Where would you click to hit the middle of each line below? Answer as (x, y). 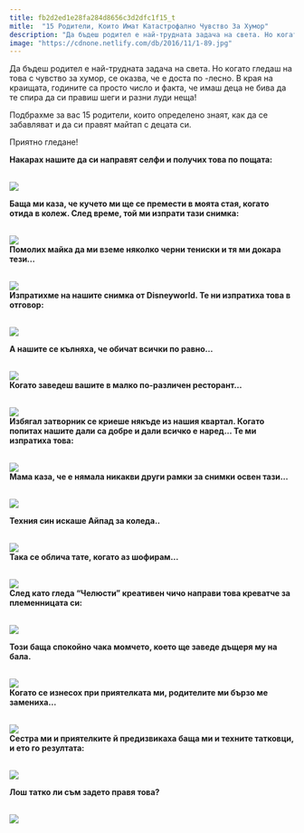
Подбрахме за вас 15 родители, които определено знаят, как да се (139, 115)
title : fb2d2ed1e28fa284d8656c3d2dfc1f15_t (93, 18)
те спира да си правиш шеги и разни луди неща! (103, 98)
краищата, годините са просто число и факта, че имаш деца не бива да (148, 88)
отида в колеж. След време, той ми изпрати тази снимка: (124, 213)
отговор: (27, 305)
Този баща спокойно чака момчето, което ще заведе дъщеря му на (143, 647)
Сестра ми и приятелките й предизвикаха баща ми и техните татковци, (152, 739)
